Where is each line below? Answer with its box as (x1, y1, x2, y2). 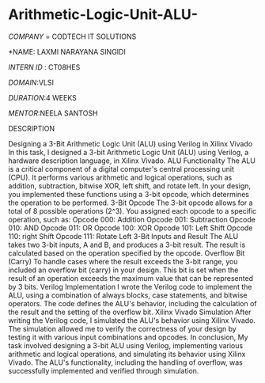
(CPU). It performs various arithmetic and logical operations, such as (8, 173, 233, 182)
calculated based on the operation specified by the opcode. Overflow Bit (8, 248, 245, 258)
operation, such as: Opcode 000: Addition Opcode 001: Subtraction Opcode (8, 214, 256, 224)
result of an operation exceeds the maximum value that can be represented (8, 273, 254, 283)
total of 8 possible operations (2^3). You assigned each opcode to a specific (8, 206, 257, 215)
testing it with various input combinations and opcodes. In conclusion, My (8, 332, 248, 342)
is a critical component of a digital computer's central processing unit (8, 164, 235, 173)
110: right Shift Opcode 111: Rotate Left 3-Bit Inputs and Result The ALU (8, 231, 239, 241)
